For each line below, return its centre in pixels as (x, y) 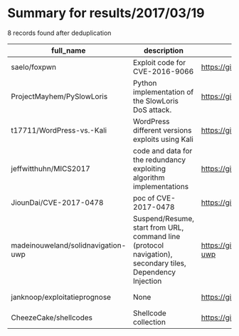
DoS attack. (152, 110)
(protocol (148, 245)
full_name (68, 50)
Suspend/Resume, (163, 218)
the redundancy (159, 160)
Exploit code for (159, 62)
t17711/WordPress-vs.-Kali (59, 130)
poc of (144, 198)
